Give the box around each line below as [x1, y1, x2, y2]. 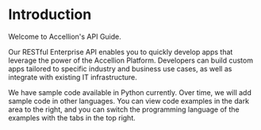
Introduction [8, 6, 92, 24]
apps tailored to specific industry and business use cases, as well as [8, 63, 232, 73]
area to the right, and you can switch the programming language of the [8, 105, 240, 114]
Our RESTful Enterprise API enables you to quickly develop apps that [8, 47, 233, 56]
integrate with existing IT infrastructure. [8, 72, 137, 82]
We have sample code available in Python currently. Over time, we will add [8, 87, 251, 97]
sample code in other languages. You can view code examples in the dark [8, 96, 250, 105]
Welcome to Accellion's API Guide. [8, 32, 121, 41]
